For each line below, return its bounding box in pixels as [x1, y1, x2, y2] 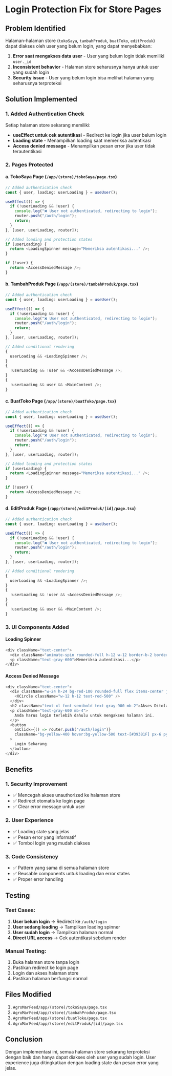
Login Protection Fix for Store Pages [5, 4, 161, 15]
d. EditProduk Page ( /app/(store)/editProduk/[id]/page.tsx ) [5, 505, 136, 512]
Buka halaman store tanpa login [12, 959, 80, 965]
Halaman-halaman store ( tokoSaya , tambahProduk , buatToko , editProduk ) [5, 37, 155, 44]
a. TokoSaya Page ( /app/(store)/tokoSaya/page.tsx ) [5, 174, 117, 180]
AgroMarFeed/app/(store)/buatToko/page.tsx [12, 1016, 107, 1021]
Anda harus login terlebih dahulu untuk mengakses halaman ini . [14, 713, 155, 718]
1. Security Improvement [5, 780, 68, 787]
